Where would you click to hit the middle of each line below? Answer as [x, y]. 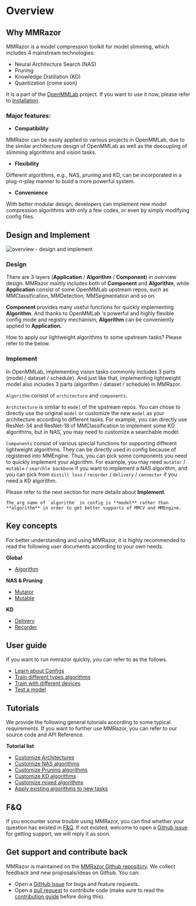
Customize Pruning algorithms [51, 770]
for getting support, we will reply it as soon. [59, 833]
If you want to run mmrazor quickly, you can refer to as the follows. [87, 659]
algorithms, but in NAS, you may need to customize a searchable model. [93, 432]
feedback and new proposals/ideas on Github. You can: [73, 873]
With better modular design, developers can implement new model [86, 204]
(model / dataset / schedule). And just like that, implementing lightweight [94, 378]
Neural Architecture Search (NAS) [55, 64]
